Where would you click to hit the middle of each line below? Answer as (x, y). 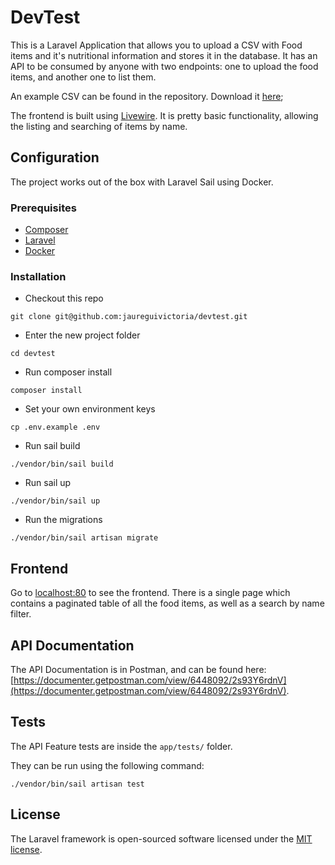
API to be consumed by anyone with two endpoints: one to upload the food (164, 66)
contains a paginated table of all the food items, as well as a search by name (167, 603)
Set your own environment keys (90, 409)
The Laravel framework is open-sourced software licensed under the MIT (161, 838)
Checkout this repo (64, 298)
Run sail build (52, 446)
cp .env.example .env (55, 427)
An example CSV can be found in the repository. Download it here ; (147, 96)
